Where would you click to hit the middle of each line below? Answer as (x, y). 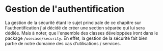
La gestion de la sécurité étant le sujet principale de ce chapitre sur (73, 23)
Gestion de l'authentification (65, 9)
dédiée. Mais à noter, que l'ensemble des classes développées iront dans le (81, 33)
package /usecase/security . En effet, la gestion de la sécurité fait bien (76, 38)
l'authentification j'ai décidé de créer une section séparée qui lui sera (75, 27)
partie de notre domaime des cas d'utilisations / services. (63, 43)
